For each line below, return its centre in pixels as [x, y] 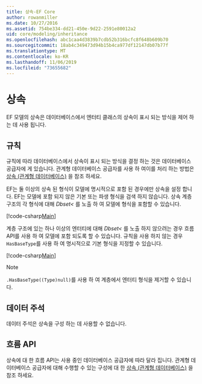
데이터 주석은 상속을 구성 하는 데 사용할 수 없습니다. [66, 323]
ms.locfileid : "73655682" [39, 68]
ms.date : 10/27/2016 [32, 23]
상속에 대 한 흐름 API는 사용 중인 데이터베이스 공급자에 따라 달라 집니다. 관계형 [98, 360]
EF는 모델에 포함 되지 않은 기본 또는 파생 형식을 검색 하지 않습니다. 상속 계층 [103, 197]
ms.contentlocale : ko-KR [37, 57]
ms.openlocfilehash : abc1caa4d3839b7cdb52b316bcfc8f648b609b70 [87, 40]
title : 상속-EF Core [31, 12]
